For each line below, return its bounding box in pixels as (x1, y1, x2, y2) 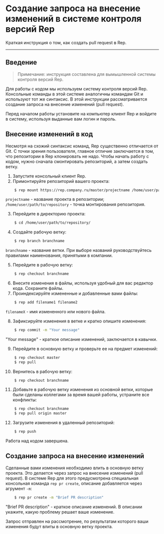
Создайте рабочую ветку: (12, 229, 67, 235)
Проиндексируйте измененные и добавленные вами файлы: (12, 290, 138, 297)
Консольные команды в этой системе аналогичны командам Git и (5, 91, 144, 97)
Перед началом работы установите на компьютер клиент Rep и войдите (5, 110, 157, 117)
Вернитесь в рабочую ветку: (12, 368, 73, 374)
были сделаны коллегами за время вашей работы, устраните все (12, 392, 150, 398)
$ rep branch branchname (14, 239, 65, 244)
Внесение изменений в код (5, 130, 93, 139)
